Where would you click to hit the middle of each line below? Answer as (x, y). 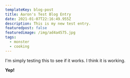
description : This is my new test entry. (48, 23)
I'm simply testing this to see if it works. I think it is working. (65, 60)
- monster (19, 42)
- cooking (19, 46)
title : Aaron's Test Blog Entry (38, 14)
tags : (11, 38)
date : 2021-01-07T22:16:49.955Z (38, 19)
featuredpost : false (26, 28)
